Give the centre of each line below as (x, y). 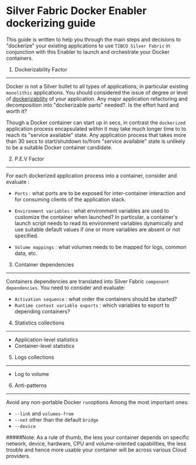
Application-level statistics (46, 339)
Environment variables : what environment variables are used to (92, 211)
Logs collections (34, 357)
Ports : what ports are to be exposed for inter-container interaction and (100, 193)
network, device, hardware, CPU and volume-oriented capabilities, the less (96, 443)
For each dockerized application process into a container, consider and (92, 175)
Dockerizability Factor (41, 69)
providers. (18, 456)
